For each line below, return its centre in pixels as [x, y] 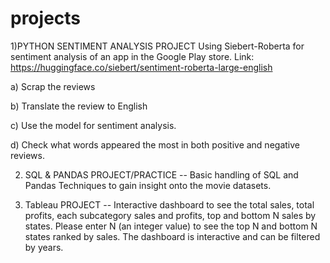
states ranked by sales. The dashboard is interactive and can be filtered [172, 236]
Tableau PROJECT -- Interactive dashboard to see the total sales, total [169, 204]
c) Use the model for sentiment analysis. [93, 125]
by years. [44, 247]
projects [46, 18]
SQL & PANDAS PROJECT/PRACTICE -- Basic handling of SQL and [161, 174]
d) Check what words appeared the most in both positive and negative [155, 144]
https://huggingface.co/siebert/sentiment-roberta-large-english [141, 67]
